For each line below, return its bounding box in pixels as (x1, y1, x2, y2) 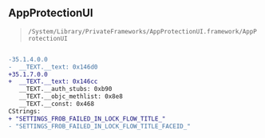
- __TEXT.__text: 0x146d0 (8, 63, 98, 71)
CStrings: (8, 107, 42, 115)
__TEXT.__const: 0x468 (18, 100, 94, 108)
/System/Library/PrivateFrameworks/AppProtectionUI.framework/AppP (27, 27, 257, 35)
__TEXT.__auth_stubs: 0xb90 (18, 85, 113, 93)
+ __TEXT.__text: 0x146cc (8, 77, 98, 86)
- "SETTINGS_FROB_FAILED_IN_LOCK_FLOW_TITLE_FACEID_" (8, 122, 192, 130)
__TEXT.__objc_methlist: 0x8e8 (18, 93, 124, 101)
